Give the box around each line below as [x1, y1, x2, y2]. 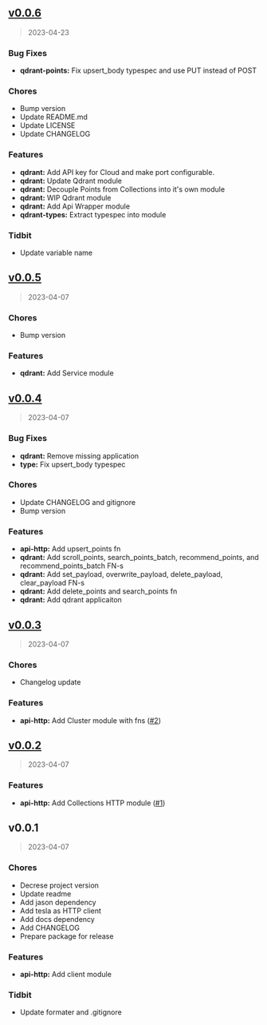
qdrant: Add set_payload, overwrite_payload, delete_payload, [19, 570, 223, 579]
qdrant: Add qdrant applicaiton [19, 595, 122, 605]
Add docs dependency [19, 914, 96, 924]
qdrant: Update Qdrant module [19, 176, 122, 185]
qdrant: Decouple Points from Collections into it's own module [19, 184, 226, 194]
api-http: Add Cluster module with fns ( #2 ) [19, 715, 162, 725]
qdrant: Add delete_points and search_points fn [19, 586, 178, 596]
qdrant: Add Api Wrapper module [19, 201, 130, 211]
